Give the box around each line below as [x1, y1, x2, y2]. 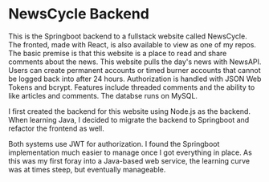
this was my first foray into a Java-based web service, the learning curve [8, 156, 251, 165]
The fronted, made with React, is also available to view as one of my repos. [8, 39, 257, 49]
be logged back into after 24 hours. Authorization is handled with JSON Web [8, 74, 262, 83]
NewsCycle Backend [8, 5, 150, 23]
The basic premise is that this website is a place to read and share [8, 48, 227, 58]
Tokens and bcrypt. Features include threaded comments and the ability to [8, 82, 255, 92]
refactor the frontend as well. [8, 123, 104, 133]
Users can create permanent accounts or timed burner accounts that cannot [8, 65, 261, 75]
